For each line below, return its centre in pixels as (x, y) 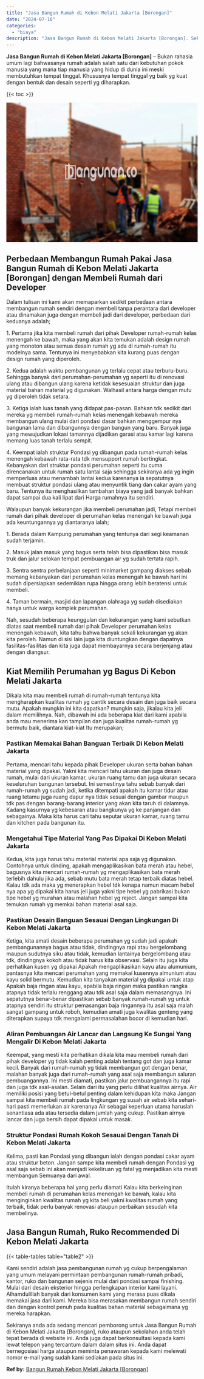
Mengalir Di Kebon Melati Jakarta (56, 1042)
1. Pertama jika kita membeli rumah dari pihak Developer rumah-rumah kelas (102, 333)
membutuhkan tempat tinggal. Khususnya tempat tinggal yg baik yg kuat (97, 76)
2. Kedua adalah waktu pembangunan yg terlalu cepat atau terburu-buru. (98, 371)
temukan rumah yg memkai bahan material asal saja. (72, 904)
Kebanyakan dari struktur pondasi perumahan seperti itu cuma (84, 466)
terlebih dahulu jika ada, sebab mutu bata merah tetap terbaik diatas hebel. (100, 878)
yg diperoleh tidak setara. (38, 397)
